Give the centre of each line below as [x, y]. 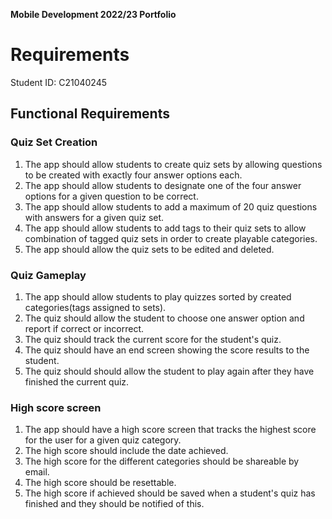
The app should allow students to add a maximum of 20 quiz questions [171, 206]
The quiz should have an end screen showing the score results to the [167, 350]
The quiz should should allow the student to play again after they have [169, 371]
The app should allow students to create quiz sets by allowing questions [173, 164]
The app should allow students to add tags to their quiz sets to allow [165, 228]
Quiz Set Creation [54, 142]
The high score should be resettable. [100, 483]
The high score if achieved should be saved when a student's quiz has [170, 493]
